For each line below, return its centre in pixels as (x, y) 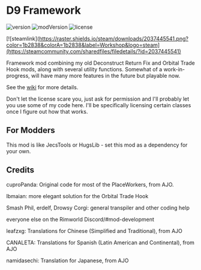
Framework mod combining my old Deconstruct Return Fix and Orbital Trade (100, 63)
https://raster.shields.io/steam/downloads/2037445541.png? (114, 38)
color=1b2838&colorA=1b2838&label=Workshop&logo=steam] (83, 45)
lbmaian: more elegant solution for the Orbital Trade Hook (77, 196)
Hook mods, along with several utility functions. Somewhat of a (84, 69)
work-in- (174, 69)
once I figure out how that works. (47, 111)
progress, (18, 75)
